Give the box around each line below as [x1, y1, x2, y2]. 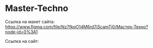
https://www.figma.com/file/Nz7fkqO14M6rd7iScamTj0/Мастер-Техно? [5, 24, 148, 29]
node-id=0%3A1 [5, 29, 38, 35]
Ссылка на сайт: [5, 38, 39, 44]
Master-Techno [5, 3, 68, 14]
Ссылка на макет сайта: [5, 19, 55, 24]
